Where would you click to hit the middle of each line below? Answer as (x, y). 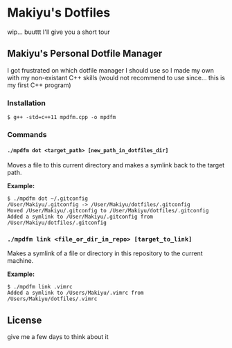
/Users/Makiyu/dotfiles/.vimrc (52, 299)
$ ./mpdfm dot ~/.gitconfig (48, 199)
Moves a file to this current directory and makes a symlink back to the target (116, 165)
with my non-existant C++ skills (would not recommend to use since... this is (116, 77)
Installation (27, 103)
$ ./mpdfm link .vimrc (40, 287)
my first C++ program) (39, 85)
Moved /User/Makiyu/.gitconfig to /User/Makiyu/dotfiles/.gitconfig (108, 211)
